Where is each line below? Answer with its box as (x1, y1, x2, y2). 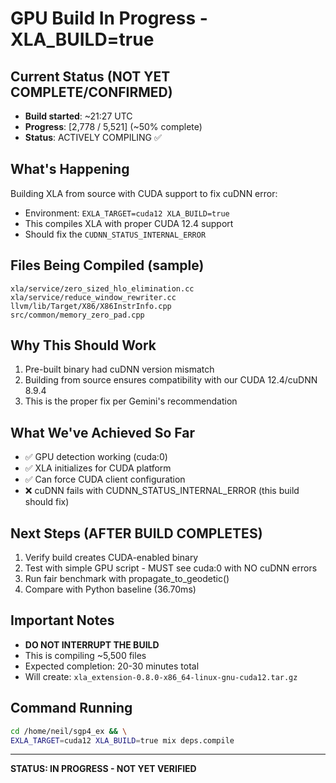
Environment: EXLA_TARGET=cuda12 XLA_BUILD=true (24, 207, 230, 219)
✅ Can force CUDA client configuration (24, 473, 186, 486)
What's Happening (10, 161, 130, 178)
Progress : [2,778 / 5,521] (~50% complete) (24, 121, 203, 132)
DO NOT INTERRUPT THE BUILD (24, 638, 160, 651)
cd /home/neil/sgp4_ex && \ (10, 726, 128, 736)
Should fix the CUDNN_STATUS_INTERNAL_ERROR (24, 228, 207, 240)
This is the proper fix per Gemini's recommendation (24, 395, 238, 407)
